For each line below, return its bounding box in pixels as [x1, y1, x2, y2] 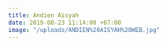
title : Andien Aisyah [8, 11, 80, 19]
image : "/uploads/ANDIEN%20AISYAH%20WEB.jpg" [8, 26, 160, 34]
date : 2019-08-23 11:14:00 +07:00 [8, 19, 122, 27]
